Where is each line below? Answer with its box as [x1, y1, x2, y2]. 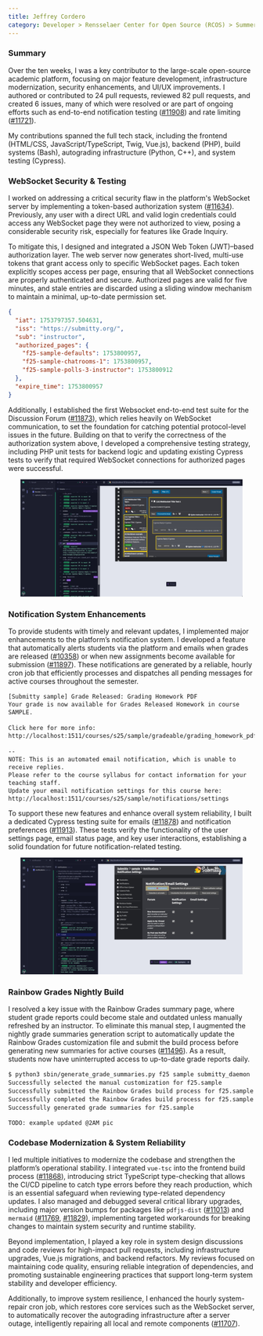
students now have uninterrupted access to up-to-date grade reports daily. [8, 1054, 250, 1064]
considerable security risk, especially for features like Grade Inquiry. [8, 227, 229, 236]
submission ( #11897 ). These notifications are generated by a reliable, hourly [8, 660, 253, 670]
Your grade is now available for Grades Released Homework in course [8, 701, 240, 709]
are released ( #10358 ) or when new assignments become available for [8, 652, 236, 661]
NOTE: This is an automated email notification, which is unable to [8, 756, 236, 764]
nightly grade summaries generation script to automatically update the [8, 1029, 235, 1039]
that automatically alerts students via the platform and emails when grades [8, 644, 249, 653]
